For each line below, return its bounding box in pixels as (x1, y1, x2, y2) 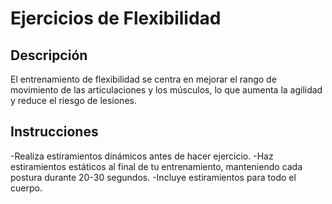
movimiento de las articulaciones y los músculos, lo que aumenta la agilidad (10, 84, 323, 96)
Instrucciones (10, 123, 99, 141)
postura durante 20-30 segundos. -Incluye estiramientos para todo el (10, 171, 297, 183)
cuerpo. (10, 182, 43, 194)
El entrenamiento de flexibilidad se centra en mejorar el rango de (10, 73, 277, 85)
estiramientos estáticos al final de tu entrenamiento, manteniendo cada (10, 160, 303, 172)
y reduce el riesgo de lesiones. (10, 95, 137, 106)
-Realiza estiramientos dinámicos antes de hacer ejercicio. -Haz (10, 150, 274, 162)
